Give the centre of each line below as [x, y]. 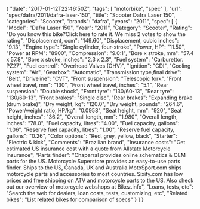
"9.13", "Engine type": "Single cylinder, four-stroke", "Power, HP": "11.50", [96, 47]
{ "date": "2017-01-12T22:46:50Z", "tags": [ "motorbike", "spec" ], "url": [94, 9]
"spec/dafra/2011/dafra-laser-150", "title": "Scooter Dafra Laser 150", [91, 15]
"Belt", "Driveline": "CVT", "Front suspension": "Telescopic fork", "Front [94, 78]
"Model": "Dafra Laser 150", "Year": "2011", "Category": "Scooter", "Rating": [99, 28]
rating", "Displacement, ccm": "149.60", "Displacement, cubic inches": [93, 40]
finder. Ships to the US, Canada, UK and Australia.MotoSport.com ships [94, 168]
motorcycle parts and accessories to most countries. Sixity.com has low [95, 174]
